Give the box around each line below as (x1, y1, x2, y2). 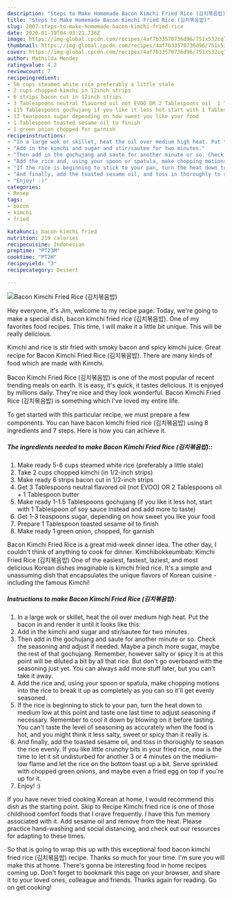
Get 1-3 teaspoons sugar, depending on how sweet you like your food (17, 512, 215, 520)
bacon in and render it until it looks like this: (17, 620, 142, 629)
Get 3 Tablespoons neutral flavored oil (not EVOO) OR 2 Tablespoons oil (17, 483, 222, 491)
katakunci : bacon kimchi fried (7, 228, 97, 235)
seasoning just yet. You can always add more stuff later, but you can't (17, 664, 215, 672)
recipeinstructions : (7, 132, 67, 139)
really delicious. (7, 329, 52, 338)
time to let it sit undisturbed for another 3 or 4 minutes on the (17, 752, 191, 761)
